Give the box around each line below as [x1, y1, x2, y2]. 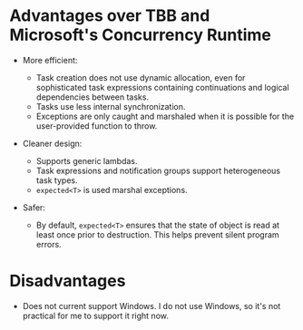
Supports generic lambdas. [35, 155, 138, 166]
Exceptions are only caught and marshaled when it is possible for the [35, 111, 295, 121]
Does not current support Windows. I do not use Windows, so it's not [22, 300, 281, 311]
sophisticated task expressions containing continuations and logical [35, 82, 289, 92]
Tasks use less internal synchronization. [35, 101, 186, 112]
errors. [35, 238, 62, 249]
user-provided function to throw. [35, 120, 158, 131]
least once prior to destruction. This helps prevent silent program [35, 228, 279, 240]
